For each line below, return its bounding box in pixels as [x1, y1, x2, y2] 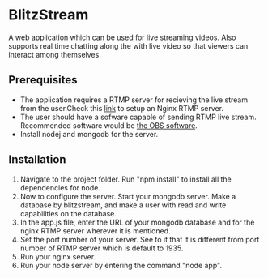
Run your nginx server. [19, 251, 96, 261]
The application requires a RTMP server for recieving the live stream [19, 95, 249, 105]
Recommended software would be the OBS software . [19, 120, 198, 130]
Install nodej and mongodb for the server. [19, 129, 159, 139]
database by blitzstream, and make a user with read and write [19, 200, 227, 210]
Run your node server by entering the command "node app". [19, 260, 223, 270]
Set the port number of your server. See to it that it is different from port [19, 234, 260, 244]
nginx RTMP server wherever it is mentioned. [19, 225, 171, 236]
